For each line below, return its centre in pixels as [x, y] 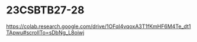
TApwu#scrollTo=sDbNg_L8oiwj [45, 32]
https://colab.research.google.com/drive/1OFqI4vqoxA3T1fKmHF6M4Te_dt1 [98, 26]
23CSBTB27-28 [45, 10]
